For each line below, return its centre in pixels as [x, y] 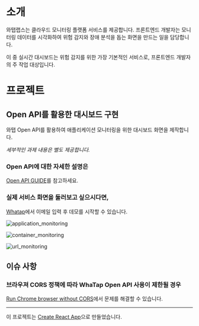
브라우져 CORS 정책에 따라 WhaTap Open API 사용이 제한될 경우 [94, 285]
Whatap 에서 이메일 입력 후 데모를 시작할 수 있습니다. [67, 212]
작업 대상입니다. [37, 64]
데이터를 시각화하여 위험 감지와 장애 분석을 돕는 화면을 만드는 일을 [93, 37]
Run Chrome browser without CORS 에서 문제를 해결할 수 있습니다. [84, 299]
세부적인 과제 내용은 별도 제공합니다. [48, 149]
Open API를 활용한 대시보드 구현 [62, 114]
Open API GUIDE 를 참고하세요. [42, 181]
